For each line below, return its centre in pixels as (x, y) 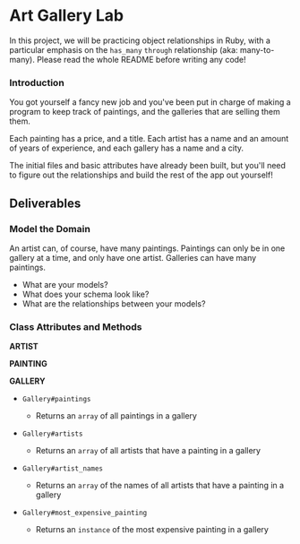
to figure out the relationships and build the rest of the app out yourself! (141, 175)
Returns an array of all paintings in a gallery (116, 416)
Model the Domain (50, 229)
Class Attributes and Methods (76, 326)
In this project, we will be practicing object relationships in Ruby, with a (140, 40)
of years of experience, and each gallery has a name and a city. (127, 148)
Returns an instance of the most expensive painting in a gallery (152, 530)
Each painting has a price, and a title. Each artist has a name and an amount (149, 139)
